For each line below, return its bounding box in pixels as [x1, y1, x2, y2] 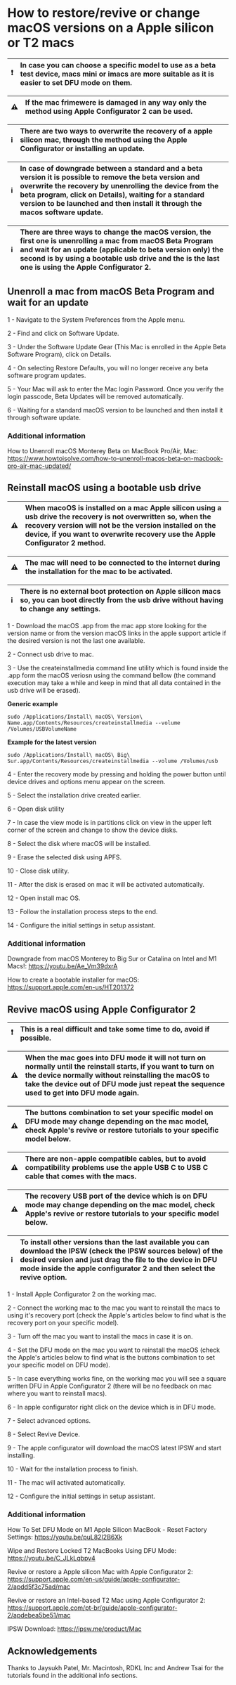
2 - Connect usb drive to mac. [7, 650, 94, 658]
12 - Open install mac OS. [7, 894, 81, 902]
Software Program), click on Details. [7, 350, 112, 358]
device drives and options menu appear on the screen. [7, 777, 166, 786]
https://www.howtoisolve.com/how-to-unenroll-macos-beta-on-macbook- [7, 455, 223, 463]
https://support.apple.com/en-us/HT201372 [7, 983, 135, 991]
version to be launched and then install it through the [20, 198, 202, 208]
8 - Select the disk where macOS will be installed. [7, 839, 151, 847]
